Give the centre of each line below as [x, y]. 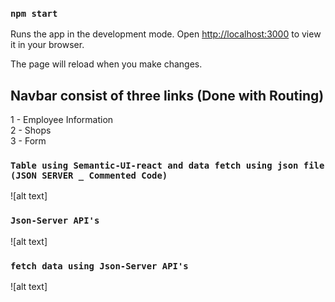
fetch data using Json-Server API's [99, 266]
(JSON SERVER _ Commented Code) [89, 176]
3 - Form [28, 141]
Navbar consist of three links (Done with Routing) [167, 95]
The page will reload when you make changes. [106, 64]
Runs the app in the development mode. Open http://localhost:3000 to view [166, 34]
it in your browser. [47, 45]
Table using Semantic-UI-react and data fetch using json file [167, 166]
